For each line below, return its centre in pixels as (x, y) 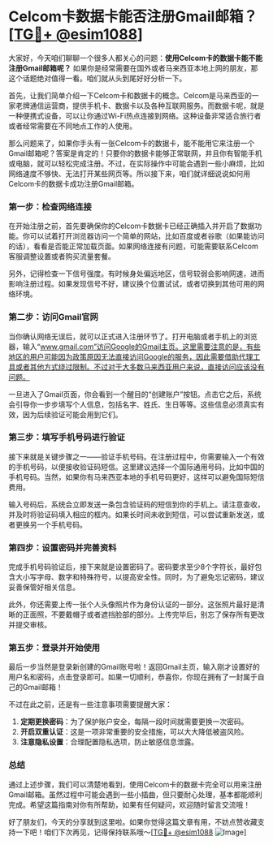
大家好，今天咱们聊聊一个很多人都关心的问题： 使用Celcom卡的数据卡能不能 (136, 58)
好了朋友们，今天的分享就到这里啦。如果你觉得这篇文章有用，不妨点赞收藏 (133, 821)
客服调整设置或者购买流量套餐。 (62, 257)
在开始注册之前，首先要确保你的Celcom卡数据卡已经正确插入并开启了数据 (132, 226)
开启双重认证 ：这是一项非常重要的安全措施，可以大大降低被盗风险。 (134, 732)
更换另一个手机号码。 (51, 524)
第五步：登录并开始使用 (54, 648)
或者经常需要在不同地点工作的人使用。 (72, 126)
